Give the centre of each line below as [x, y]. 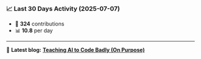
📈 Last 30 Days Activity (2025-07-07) [63, 8]
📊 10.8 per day [34, 30]
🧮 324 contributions [39, 24]
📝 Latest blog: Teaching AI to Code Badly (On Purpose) [76, 50]
